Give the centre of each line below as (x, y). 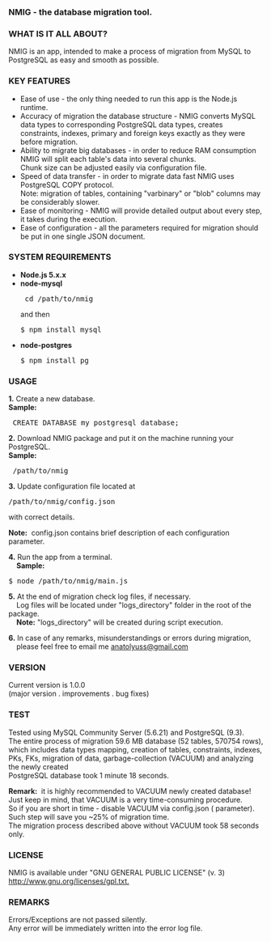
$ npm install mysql (61, 329)
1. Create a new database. (52, 399)
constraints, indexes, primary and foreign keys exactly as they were (132, 133)
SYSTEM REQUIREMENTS (60, 257)
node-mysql (41, 283)
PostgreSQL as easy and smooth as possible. (84, 60)
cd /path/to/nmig (59, 299)
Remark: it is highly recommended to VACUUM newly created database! (130, 791)
